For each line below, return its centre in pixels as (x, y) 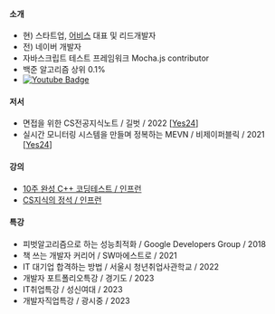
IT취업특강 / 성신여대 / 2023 (73, 289)
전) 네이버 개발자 (52, 47)
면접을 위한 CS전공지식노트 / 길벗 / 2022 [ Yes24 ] (110, 123)
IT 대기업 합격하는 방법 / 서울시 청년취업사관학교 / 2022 (121, 266)
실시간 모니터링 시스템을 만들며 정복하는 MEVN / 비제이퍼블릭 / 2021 (143, 135)
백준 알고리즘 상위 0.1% (64, 70)
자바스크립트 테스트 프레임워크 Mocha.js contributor (116, 58)
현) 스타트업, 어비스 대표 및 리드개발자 (89, 35)
